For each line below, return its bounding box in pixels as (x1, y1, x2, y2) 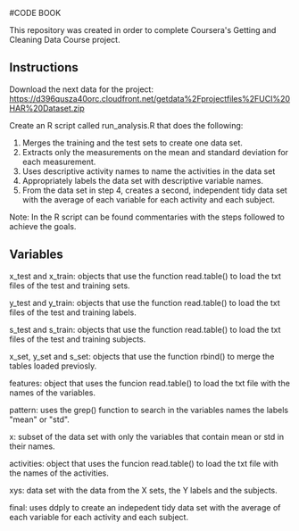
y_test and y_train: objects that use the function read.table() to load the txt (9, 297, 281, 308)
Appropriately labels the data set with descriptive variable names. (21, 175, 263, 186)
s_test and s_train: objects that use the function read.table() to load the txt (9, 324, 281, 335)
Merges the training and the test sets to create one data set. (21, 137, 243, 148)
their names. (9, 441, 55, 452)
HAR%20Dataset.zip (9, 103, 85, 113)
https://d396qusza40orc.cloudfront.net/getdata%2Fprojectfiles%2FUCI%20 (9, 93, 291, 104)
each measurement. (21, 156, 96, 167)
